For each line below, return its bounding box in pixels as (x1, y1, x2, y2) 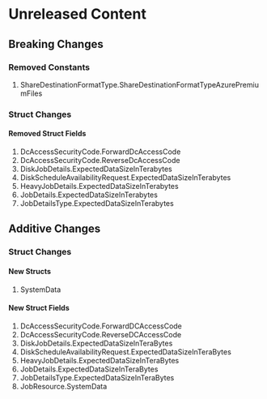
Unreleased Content (8, 5, 147, 24)
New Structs (8, 266, 51, 276)
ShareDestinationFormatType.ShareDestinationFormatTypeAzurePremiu (19, 79, 259, 89)
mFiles (19, 88, 43, 98)
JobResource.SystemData (19, 381, 108, 391)
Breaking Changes (8, 37, 104, 51)
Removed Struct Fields (8, 129, 87, 139)
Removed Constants (8, 62, 91, 73)
